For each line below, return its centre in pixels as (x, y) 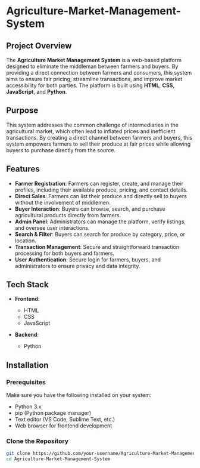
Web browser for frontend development (63, 426)
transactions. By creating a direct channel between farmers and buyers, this (99, 137)
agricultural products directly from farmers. (68, 215)
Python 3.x (28, 407)
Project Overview (39, 46)
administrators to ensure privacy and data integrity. (77, 266)
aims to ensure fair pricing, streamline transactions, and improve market (94, 79)
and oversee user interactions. (52, 227)
